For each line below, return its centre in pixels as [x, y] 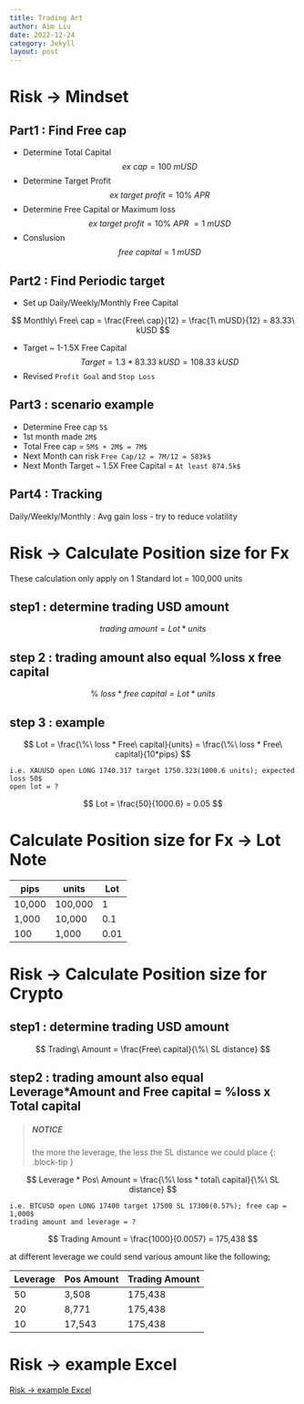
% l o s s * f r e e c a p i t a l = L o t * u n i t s [153, 694]
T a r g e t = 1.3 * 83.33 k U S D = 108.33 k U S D [160, 362]
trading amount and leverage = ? [73, 1223]
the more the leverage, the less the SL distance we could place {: [153, 1152]
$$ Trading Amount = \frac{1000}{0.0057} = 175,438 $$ [153, 1239]
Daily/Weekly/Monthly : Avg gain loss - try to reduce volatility [124, 516]
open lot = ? [34, 786]
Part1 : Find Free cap [68, 130]
